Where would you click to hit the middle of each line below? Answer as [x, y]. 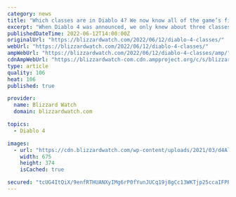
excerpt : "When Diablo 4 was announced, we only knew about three [106, 27]
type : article [28, 66]
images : [19, 144]
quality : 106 [26, 72]
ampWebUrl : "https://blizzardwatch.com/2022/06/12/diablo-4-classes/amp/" [119, 53]
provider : [22, 99]
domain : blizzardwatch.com [53, 112]
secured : [20, 183]
